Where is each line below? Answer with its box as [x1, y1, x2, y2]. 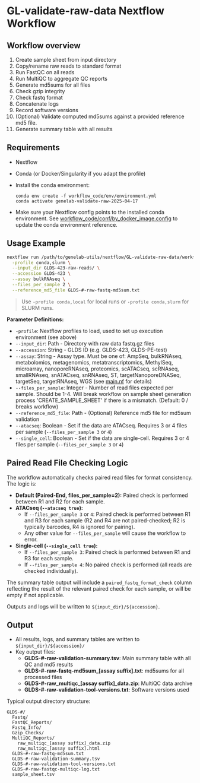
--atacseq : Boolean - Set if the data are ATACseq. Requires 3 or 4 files [15, 421, 188, 429]
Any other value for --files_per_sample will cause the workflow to [24, 530, 186, 537]
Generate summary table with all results [15, 126, 113, 132]
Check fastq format [15, 94, 63, 101]
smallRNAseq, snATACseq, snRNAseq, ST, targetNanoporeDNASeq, [15, 371, 182, 378]
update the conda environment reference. [15, 221, 118, 228]
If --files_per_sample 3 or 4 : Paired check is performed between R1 [24, 511, 191, 518]
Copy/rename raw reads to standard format [15, 62, 122, 69]
